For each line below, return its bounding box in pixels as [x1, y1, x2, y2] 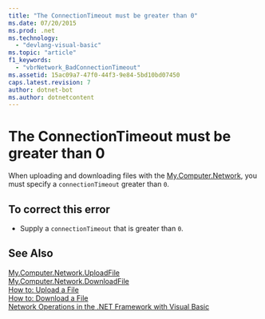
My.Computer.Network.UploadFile [8, 268, 121, 278]
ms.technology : [8, 33, 59, 42]
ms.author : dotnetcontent [8, 93, 94, 101]
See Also [8, 246, 53, 260]
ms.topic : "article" [8, 49, 77, 57]
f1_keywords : [8, 57, 52, 65]
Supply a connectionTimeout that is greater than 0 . [19, 224, 184, 233]
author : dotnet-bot [8, 85, 73, 94]
